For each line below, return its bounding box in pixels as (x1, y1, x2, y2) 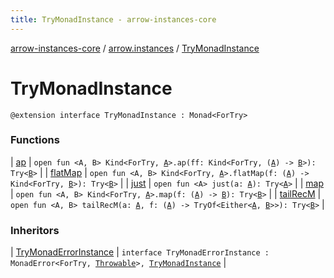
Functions (10, 133, 60, 147)
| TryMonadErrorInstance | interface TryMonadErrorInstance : (10, 246, 270, 258)
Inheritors (10, 223, 60, 237)
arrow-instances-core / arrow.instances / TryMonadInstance (10, 42, 260, 54)
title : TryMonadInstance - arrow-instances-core (10, 14, 217, 25)
